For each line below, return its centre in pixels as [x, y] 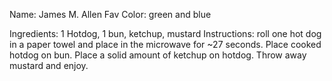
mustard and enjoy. [49, 65]
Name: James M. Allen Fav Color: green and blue [110, 14]
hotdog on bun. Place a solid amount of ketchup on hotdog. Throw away [158, 55]
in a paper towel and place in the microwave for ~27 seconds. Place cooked [165, 44]
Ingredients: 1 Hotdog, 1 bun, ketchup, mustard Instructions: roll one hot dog [165, 33]
